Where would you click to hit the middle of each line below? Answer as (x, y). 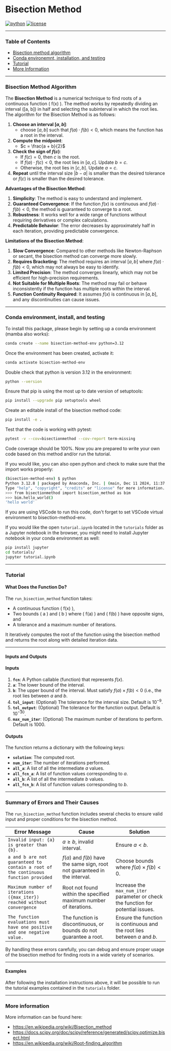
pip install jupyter (27, 548)
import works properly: (29, 469)
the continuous (26, 872)
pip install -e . (24, 420)
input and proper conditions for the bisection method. (61, 819)
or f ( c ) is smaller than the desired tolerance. (59, 178)
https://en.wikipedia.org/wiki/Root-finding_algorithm (67, 1043)
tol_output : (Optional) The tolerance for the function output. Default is (86, 707)
